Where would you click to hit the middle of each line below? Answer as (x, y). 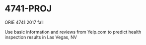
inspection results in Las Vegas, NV (41, 37)
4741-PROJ (28, 9)
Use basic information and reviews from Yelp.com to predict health (73, 32)
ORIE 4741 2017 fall (24, 22)
